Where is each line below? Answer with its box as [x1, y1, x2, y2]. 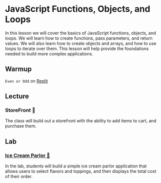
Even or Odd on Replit [5, 78, 48, 84]
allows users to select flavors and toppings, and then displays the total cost [5, 168, 157, 174]
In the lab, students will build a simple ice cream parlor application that [5, 163, 147, 169]
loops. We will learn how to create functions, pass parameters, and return [5, 35, 153, 41]
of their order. [5, 174, 33, 180]
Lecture [5, 92, 29, 101]
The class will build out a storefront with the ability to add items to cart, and [5, 118, 157, 124]
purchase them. [5, 123, 37, 129]
